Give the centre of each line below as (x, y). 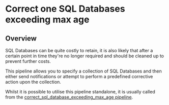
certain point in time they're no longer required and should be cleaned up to (85, 56)
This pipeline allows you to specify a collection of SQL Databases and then (83, 71)
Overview (21, 38)
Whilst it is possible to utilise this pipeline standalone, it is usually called (80, 92)
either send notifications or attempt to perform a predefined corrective (79, 76)
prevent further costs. (28, 61)
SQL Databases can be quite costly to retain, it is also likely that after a (79, 50)
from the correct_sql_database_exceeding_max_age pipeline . (69, 97)
